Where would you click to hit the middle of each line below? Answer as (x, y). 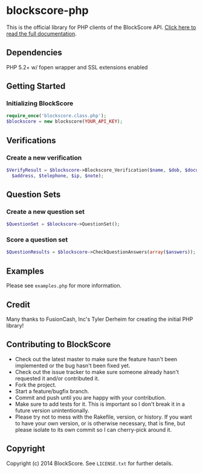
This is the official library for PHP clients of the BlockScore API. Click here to (101, 27)
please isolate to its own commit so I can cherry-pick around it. (93, 430)
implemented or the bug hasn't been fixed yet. (72, 365)
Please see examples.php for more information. (64, 286)
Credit (18, 305)
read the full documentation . (41, 33)
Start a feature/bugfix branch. (52, 391)
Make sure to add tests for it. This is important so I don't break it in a (100, 404)
